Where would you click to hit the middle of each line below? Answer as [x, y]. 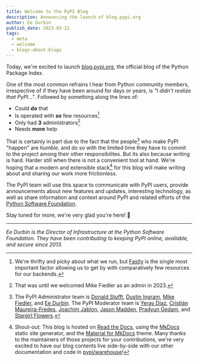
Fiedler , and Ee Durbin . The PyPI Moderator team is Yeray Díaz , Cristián [101, 303]
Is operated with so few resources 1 [57, 115]
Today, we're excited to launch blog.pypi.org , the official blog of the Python [97, 67]
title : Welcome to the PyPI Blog [47, 11]
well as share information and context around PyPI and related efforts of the [98, 197]
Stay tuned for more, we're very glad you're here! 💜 [68, 215]
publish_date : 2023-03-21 [38, 28]
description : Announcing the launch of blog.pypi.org [74, 17]
